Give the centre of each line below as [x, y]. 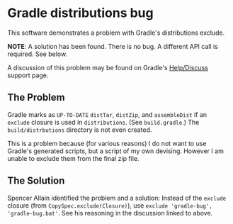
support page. [28, 75]
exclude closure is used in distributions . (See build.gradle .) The [103, 122]
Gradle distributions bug [80, 13]
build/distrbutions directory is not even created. [80, 130]
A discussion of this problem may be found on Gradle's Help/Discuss [108, 67]
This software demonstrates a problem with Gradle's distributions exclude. [116, 33]
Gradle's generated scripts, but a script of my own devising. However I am [116, 151]
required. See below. [38, 54]
